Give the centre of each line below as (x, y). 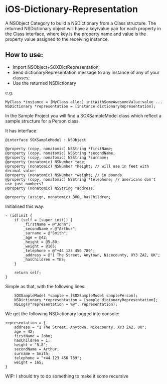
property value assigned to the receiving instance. (57, 39)
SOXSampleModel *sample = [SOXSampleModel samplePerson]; (76, 295)
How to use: (24, 55)
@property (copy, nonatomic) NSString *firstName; (59, 149)
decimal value (20, 171)
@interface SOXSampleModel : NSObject (46, 140)
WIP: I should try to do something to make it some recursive (67, 376)
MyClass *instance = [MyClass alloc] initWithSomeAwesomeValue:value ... (84, 102)
